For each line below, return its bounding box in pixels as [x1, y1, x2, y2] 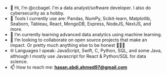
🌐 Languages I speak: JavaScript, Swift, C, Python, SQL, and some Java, [10, 48, 162, 53]
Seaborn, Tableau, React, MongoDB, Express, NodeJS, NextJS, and [10, 21, 151, 27]
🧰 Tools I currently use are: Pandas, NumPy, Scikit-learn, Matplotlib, [10, 16, 151, 21]
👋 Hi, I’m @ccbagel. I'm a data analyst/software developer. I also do [10, 5, 151, 11]
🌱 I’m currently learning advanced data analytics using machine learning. [10, 32, 162, 37]
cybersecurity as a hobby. [10, 10, 65, 16]
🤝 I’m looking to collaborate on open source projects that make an [10, 37, 148, 43]
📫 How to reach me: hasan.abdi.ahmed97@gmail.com [10, 64, 128, 70]
